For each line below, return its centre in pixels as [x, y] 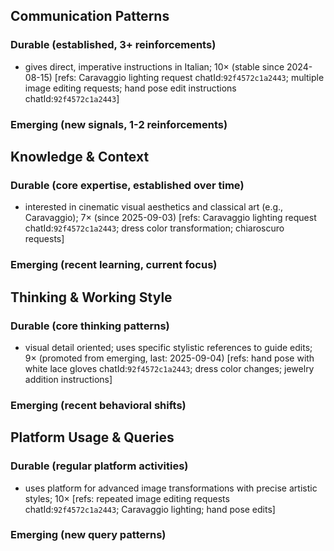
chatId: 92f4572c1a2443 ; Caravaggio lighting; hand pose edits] [150, 509]
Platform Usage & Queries [92, 437]
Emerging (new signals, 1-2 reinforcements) [119, 124]
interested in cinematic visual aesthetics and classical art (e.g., [154, 207]
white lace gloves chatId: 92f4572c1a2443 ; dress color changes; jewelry [169, 368]
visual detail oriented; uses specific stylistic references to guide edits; [168, 347]
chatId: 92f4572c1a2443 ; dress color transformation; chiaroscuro [154, 228]
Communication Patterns [90, 16]
